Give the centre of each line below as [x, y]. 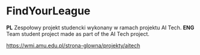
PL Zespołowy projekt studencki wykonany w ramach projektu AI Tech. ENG [100, 27]
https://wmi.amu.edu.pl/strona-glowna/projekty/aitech [73, 45]
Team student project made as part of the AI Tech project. [78, 33]
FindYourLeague [48, 11]
